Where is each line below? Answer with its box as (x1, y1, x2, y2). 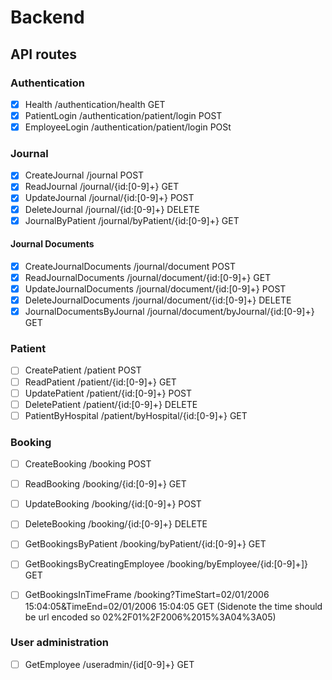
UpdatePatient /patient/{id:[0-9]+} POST (24, 387, 193, 399)
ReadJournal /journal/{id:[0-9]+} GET (24, 181, 180, 193)
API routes (10, 46, 77, 63)
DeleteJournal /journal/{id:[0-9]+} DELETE (24, 203, 200, 215)
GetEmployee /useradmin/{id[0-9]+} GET (24, 658, 195, 670)
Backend (10, 6, 85, 29)
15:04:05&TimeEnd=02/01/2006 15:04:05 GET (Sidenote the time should (24, 600, 323, 612)
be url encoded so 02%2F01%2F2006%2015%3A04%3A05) (24, 611, 277, 623)
